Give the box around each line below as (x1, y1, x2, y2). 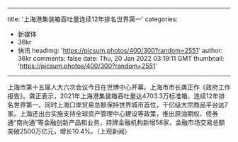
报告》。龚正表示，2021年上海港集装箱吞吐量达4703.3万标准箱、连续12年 (7, 92, 220, 100)
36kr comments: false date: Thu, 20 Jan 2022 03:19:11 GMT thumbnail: (17, 54, 225, 62)
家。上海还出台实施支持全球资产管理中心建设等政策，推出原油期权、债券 (7, 110, 218, 117)
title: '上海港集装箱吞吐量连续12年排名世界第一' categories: (7, 15, 178, 23)
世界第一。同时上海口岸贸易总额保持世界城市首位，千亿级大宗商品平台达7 (13, 100, 228, 109)
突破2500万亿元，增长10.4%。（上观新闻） (7, 127, 131, 135)
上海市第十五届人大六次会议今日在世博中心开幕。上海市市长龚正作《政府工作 (7, 83, 231, 91)
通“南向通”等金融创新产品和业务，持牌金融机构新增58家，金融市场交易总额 (7, 118, 225, 126)
